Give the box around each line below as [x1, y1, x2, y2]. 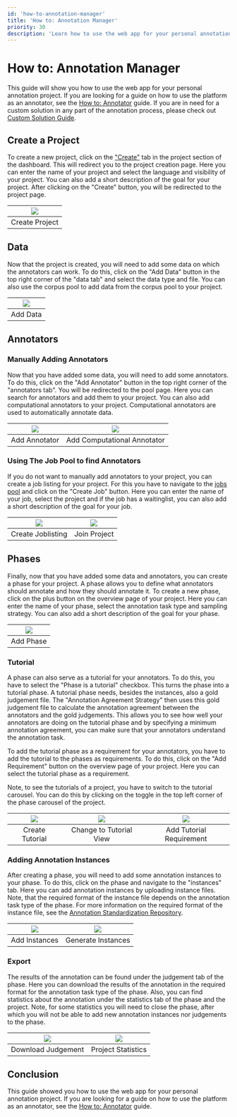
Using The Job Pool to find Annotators [7, 456, 141, 466]
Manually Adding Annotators [7, 354, 109, 364]
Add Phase [11, 636, 47, 646]
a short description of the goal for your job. [7, 502, 133, 510]
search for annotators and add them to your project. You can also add [7, 393, 210, 401]
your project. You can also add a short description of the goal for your [7, 176, 210, 183]
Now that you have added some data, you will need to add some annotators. [7, 370, 229, 379]
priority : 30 [7, 23, 46, 30]
